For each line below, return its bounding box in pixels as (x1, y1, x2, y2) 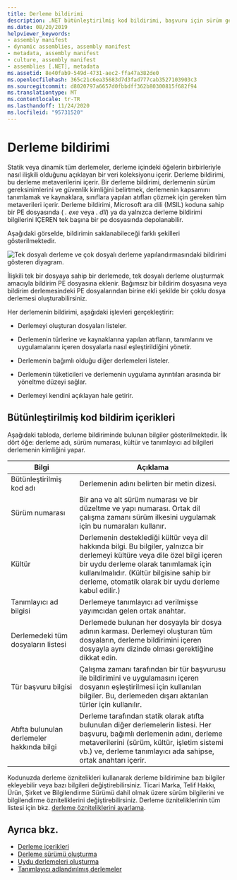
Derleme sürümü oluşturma (17, 850, 97, 859)
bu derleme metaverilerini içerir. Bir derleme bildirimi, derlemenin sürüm (7, 177, 217, 186)
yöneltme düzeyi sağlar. (17, 377, 87, 386)
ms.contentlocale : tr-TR (7, 96, 80, 103)
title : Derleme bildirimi (7, 10, 83, 18)
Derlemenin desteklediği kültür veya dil (79, 532, 208, 542)
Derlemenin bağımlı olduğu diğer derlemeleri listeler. (17, 356, 170, 365)
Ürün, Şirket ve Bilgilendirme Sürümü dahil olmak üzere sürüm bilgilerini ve (7, 788, 224, 797)
